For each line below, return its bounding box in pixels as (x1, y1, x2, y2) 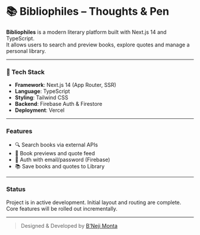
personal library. (6, 47, 46, 54)
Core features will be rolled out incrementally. (6, 205, 118, 212)
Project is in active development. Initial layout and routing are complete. (6, 199, 182, 206)
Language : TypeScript (14, 87, 70, 95)
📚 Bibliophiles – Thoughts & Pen (6, 5, 170, 18)
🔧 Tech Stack (6, 68, 45, 76)
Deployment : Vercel (14, 106, 65, 114)
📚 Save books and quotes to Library (14, 162, 105, 170)
